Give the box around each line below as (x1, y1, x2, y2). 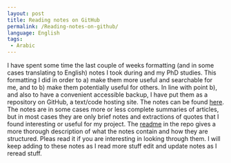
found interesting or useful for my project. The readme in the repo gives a (7, 120, 216, 128)
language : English (7, 29, 60, 37)
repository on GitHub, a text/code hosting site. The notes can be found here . (7, 98, 225, 106)
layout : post (7, 10, 45, 17)
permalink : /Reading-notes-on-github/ (7, 23, 119, 30)
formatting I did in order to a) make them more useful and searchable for (7, 76, 213, 84)
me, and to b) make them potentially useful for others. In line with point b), (7, 84, 217, 91)
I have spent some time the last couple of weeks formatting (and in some (7, 61, 214, 69)
